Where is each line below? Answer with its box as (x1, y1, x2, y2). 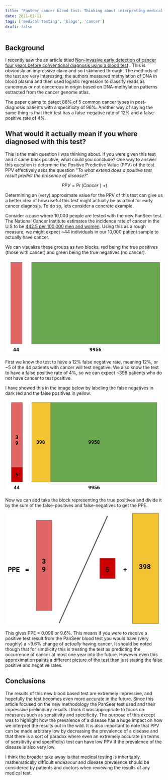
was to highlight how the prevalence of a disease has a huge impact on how (5, 717, 163, 723)
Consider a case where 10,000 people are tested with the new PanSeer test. (5, 212, 162, 218)
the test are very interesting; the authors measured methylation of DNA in (5, 73, 157, 79)
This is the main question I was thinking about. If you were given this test (5, 151, 156, 157)
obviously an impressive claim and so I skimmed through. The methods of (5, 68, 158, 74)
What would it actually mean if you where (5, 129, 138, 139)
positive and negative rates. (5, 662, 63, 668)
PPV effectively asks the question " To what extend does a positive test (5, 167, 152, 173)
